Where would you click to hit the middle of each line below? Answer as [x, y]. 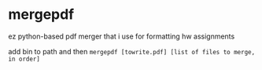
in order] [24, 59]
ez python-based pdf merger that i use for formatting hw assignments [122, 36]
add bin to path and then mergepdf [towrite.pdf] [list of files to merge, [132, 51]
